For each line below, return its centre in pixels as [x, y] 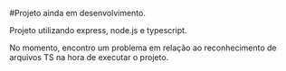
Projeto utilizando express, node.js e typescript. [98, 30]
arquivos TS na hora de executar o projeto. [89, 57]
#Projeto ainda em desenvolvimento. [78, 13]
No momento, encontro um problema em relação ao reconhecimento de [143, 48]
